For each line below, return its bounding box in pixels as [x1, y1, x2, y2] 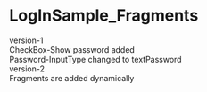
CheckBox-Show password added [9, 44, 136, 54]
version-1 [9, 35, 44, 46]
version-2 [9, 63, 45, 74]
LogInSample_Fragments [9, 5, 199, 26]
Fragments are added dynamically [9, 72, 135, 83]
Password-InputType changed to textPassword [9, 54, 182, 64]
